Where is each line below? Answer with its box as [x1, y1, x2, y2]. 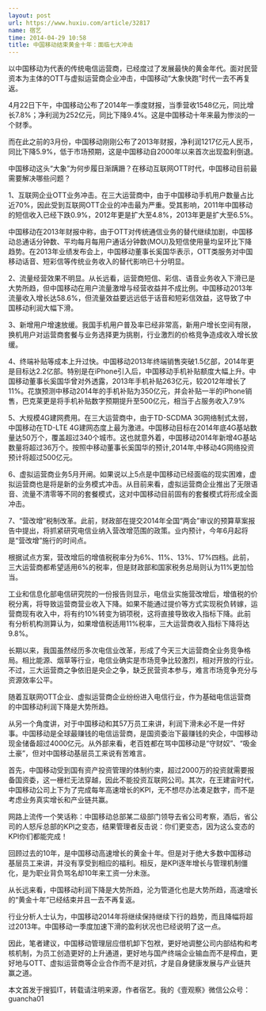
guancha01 [8, 994, 44, 1004]
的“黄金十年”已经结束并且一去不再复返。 [8, 895, 140, 905]
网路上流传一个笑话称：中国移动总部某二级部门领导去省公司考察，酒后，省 [8, 812, 251, 822]
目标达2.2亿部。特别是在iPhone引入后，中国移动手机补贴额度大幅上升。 [14, 367, 249, 376]
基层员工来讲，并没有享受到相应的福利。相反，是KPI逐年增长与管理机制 [8, 858, 241, 868]
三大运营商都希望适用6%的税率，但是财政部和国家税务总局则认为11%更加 [8, 563, 247, 572]
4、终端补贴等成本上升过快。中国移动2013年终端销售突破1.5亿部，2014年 [8, 357, 248, 367]
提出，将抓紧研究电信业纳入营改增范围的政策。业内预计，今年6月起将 [21, 526, 249, 535]
